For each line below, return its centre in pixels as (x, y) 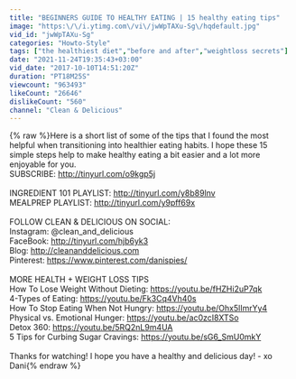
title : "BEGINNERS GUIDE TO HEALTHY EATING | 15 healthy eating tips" (145, 18)
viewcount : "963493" (48, 85)
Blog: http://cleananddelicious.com (74, 251)
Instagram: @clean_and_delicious (71, 232)
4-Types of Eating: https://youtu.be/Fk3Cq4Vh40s (103, 299)
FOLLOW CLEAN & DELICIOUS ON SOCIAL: (90, 222)
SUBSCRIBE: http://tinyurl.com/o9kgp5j (83, 174)
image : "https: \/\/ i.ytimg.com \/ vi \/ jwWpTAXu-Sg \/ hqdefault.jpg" (134, 26)
